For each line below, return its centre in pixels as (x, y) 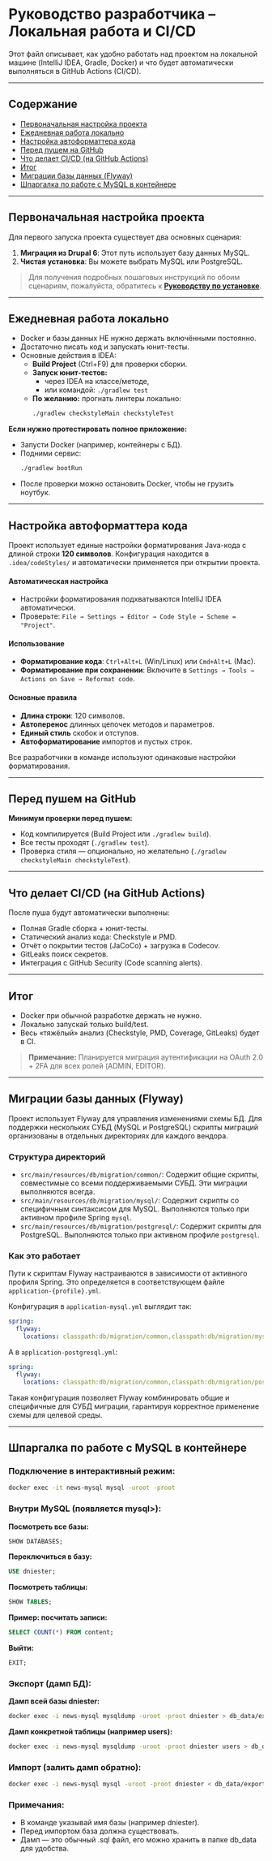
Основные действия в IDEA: (68, 356)
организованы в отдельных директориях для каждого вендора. (118, 1136)
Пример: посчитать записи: (58, 1617)
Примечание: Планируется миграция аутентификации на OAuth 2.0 (146, 1057)
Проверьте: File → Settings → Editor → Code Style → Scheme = (128, 616)
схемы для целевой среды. (55, 1414)
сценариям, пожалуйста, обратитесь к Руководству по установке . (144, 286)
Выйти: (21, 1648)
